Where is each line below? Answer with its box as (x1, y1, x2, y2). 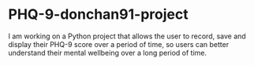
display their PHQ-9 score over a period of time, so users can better (8, 39, 230, 49)
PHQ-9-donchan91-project (8, 5, 189, 23)
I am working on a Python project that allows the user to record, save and (8, 31, 246, 41)
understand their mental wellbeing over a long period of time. (8, 48, 207, 57)
